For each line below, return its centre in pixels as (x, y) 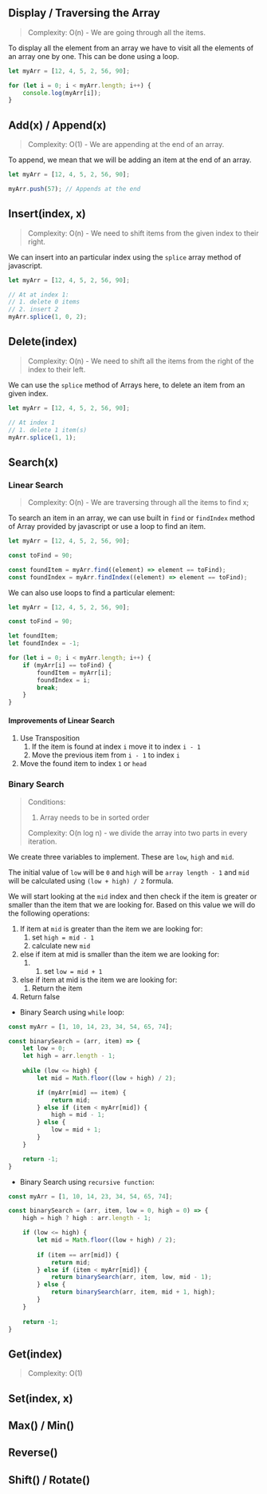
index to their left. (57, 369)
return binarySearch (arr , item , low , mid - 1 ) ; (132, 1277)
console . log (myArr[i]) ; (62, 93)
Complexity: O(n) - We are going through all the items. (116, 32)
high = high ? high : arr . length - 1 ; (87, 1218)
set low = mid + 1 (73, 971)
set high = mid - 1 (63, 937)
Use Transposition (50, 738)
